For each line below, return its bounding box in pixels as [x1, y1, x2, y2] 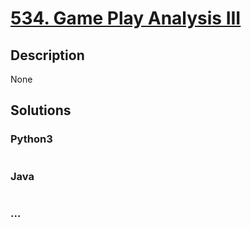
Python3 [10, 132, 53, 146]
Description [10, 47, 85, 64]
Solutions [10, 102, 72, 119]
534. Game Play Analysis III [10, 7, 242, 30]
